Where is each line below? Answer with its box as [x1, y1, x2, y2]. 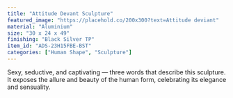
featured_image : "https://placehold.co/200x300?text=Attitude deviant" [7, 17, 219, 24]
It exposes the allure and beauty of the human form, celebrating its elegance [7, 75, 227, 83]
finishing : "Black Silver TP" [7, 36, 95, 43]
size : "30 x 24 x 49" [7, 29, 70, 37]
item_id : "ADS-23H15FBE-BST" [7, 42, 92, 49]
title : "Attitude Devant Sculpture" [7, 10, 113, 17]
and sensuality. [7, 83, 51, 91]
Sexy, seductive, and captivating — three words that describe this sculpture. [7, 67, 226, 76]
